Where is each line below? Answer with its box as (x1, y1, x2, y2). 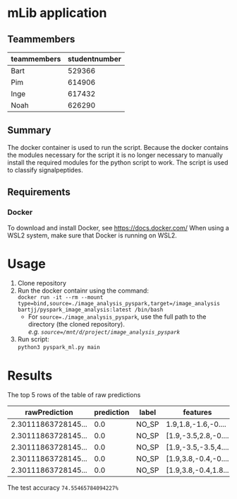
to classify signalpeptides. (7, 165, 83, 174)
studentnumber (68, 54, 121, 64)
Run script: (17, 335, 49, 344)
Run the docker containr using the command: (17, 286, 150, 295)
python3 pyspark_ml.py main (17, 344, 100, 351)
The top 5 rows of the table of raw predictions (7, 391, 141, 399)
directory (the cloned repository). (28, 320, 125, 329)
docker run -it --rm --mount (17, 294, 104, 301)
